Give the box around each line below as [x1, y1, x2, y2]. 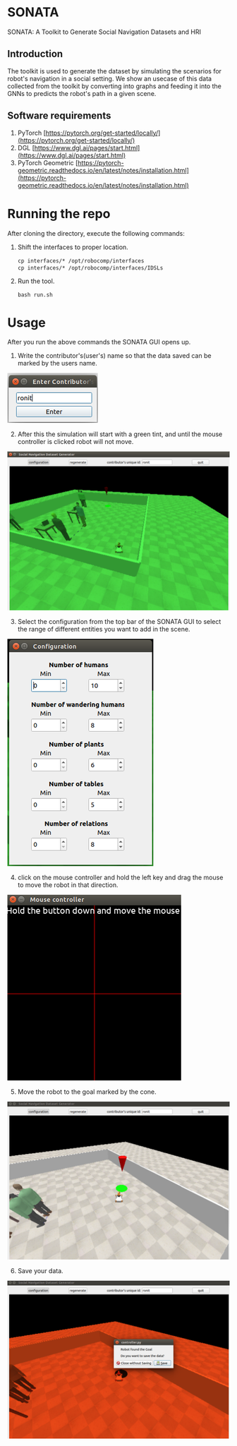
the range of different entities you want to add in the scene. [17, 625, 190, 633]
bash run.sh [17, 291, 53, 299]
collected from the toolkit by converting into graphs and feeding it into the [7, 82, 222, 90]
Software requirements [7, 110, 111, 122]
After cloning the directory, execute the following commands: [7, 229, 185, 237]
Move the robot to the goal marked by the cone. [17, 1087, 157, 1096]
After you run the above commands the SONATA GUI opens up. [7, 338, 191, 347]
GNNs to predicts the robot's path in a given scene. [7, 89, 157, 97]
